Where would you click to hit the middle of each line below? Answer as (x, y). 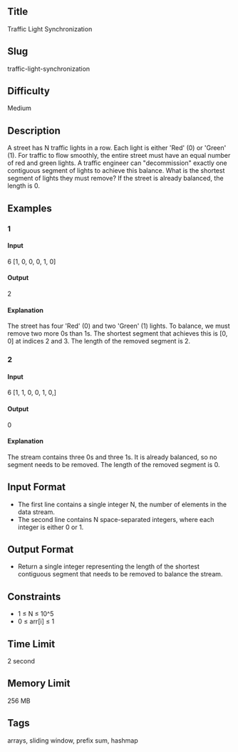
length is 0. (24, 186)
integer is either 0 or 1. (51, 527)
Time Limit (31, 644)
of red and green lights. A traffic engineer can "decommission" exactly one (118, 163)
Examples (30, 208)
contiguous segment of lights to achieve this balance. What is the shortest (116, 171)
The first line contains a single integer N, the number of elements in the (122, 504)
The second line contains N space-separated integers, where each (116, 519)
